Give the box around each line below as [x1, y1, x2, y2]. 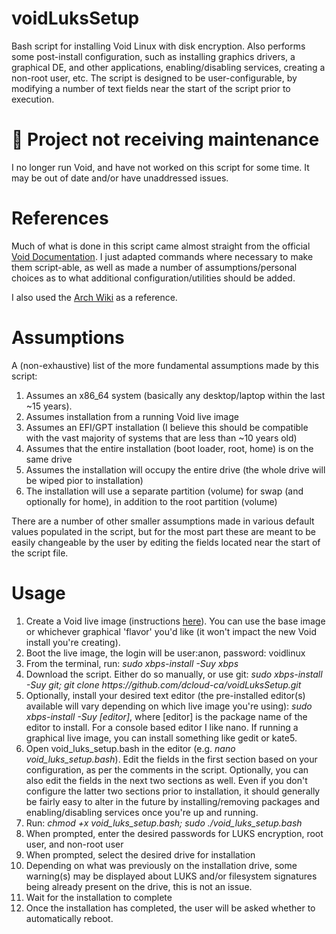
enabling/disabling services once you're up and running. [25, 806, 259, 818]
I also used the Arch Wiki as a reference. [11, 291, 178, 303]
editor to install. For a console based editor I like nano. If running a [25, 721, 299, 733]
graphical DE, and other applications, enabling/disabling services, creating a [11, 61, 326, 73]
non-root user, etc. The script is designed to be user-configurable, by [11, 72, 298, 84]
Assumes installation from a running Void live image [25, 410, 239, 422]
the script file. [11, 547, 69, 559]
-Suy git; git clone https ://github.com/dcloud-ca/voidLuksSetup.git [25, 678, 302, 691]
